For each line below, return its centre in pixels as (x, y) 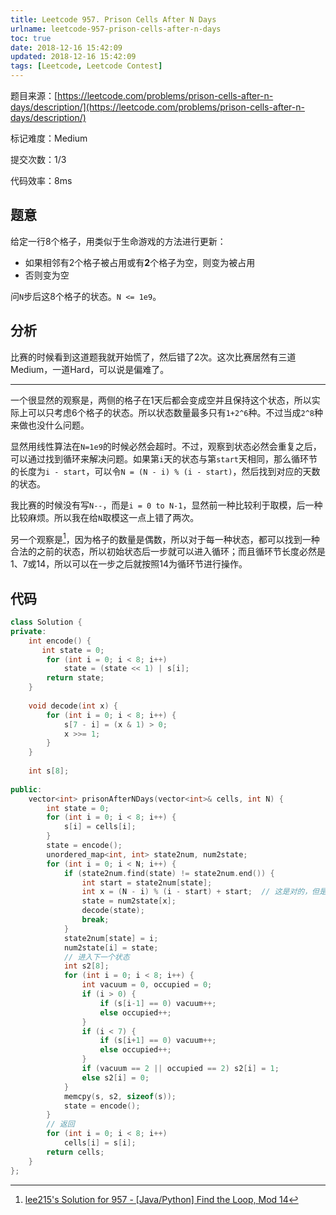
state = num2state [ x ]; (129, 901)
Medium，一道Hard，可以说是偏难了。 (90, 369)
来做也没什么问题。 (50, 425)
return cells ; (75, 1152)
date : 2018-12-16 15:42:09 (66, 47)
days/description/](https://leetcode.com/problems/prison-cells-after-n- (157, 107)
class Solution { (46, 622)
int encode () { (60, 641)
